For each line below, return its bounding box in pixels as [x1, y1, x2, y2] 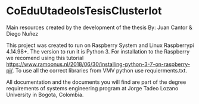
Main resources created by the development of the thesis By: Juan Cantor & [6, 24, 192, 31]
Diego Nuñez [6, 30, 39, 37]
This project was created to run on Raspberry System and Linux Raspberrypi [6, 42, 194, 49]
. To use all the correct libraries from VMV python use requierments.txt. [12, 67, 188, 74]
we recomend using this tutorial [6, 54, 84, 61]
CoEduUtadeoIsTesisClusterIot [6, 4, 162, 18]
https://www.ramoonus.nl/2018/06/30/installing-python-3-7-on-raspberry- [6, 61, 191, 68]
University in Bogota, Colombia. [6, 91, 84, 98]
